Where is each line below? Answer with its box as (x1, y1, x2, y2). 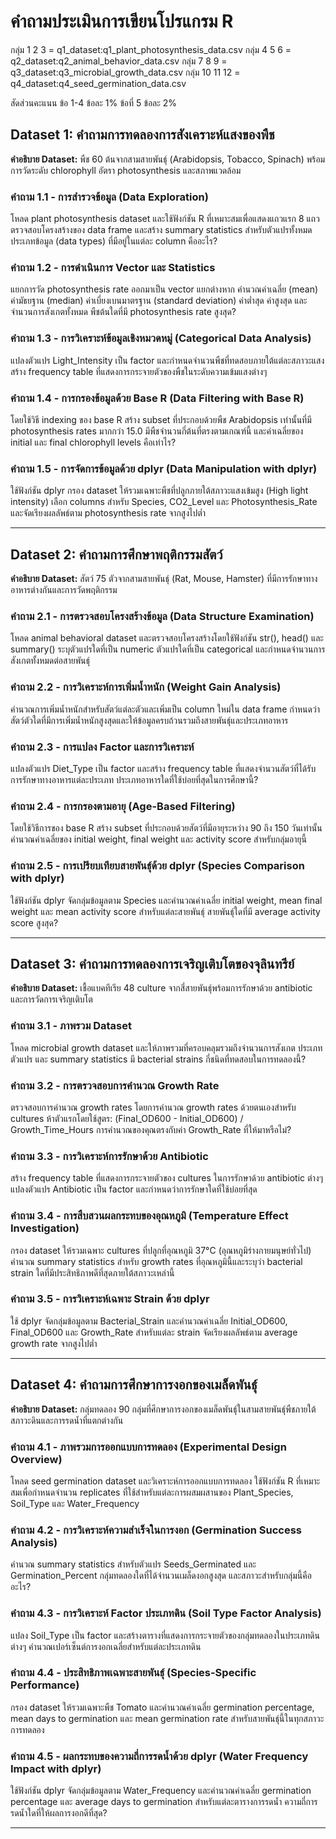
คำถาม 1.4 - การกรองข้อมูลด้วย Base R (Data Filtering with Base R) (10, 391, 305, 405)
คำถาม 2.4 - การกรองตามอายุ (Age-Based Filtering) (10, 799, 236, 813)
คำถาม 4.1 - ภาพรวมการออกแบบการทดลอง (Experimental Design (10, 1440, 287, 1454)
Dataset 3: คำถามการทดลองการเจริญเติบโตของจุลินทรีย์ (10, 955, 295, 972)
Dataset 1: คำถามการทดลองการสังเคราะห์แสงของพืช (10, 126, 275, 144)
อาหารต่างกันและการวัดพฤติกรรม (10, 584, 118, 596)
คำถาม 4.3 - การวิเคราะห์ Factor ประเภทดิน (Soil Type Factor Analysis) (10, 1606, 322, 1620)
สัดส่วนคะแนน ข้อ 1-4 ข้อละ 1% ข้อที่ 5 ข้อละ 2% (10, 96, 178, 109)
